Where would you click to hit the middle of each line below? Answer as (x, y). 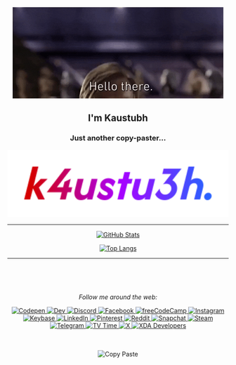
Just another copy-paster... (118, 138)
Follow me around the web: (118, 297)
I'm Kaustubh (118, 118)
